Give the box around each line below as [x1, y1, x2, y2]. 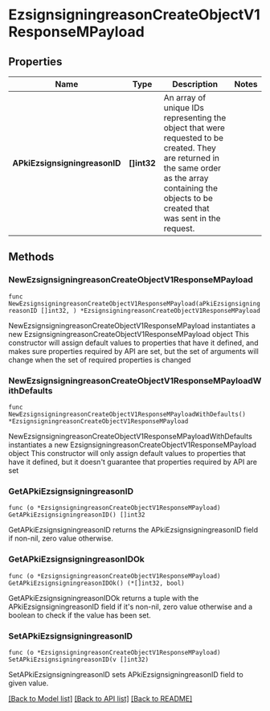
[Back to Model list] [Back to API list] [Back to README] [8, 693, 193, 703]
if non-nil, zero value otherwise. [8, 533, 114, 544]
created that [163, 203, 210, 214]
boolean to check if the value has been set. [8, 610, 151, 620]
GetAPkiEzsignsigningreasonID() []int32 [8, 511, 146, 520]
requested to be [163, 133, 223, 143]
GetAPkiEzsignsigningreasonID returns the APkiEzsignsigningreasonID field [8, 525, 259, 535]
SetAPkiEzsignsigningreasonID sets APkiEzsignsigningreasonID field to [8, 669, 243, 679]
